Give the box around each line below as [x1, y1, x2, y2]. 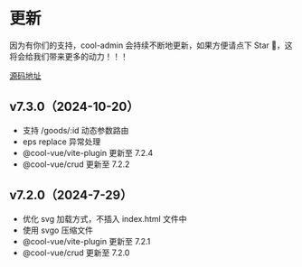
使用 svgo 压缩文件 [22, 225, 93, 235]
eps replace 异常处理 [22, 136, 101, 147]
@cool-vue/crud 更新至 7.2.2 [22, 159, 130, 170]
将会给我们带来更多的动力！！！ [9, 51, 128, 61]
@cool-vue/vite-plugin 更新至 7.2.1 [22, 235, 151, 246]
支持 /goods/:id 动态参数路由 [22, 124, 129, 135]
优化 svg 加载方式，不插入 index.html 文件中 [22, 213, 187, 224]
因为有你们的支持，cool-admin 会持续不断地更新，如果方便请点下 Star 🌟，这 [9, 40, 293, 51]
